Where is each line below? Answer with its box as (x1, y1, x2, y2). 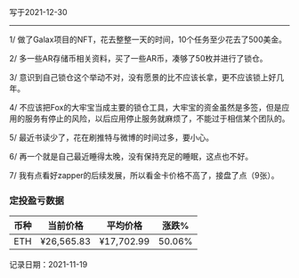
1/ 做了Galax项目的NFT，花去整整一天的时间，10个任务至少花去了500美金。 (9, 34, 287, 45)
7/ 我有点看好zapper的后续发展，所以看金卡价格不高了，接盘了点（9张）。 (9, 170, 279, 180)
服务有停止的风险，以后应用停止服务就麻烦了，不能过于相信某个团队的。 (24, 113, 290, 124)
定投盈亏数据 (9, 194, 65, 207)
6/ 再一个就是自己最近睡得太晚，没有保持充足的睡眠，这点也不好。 (9, 151, 254, 161)
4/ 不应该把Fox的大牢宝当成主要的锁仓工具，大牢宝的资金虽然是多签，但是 (9, 102, 282, 112)
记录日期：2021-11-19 (9, 259, 88, 270)
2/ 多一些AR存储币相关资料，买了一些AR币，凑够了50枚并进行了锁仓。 (9, 53, 268, 63)
